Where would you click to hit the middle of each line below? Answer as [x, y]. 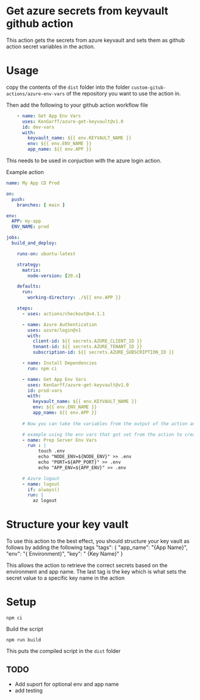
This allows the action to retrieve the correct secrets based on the [87, 565]
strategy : [29, 264]
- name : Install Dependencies [59, 363]
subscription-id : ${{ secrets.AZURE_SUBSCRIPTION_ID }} [103, 352]
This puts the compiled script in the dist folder [63, 651]
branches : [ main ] [41, 205]
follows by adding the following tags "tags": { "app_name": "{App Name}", [97, 547]
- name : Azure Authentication [59, 324]
